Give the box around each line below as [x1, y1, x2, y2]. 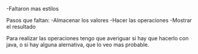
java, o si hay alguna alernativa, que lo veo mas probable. [6, 41, 150, 48]
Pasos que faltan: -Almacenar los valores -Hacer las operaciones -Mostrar [6, 17, 193, 23]
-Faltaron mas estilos [6, 5, 59, 12]
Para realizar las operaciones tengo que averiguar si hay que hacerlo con [6, 35, 189, 41]
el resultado [6, 23, 36, 30]
